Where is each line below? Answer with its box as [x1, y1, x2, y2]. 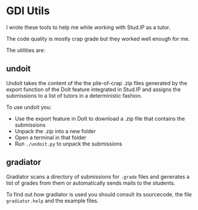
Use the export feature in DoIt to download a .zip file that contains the [14, 115, 186, 122]
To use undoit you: [6, 104, 52, 111]
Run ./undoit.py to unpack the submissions [14, 140, 123, 147]
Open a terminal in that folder [14, 134, 87, 141]
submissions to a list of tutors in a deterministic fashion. [6, 92, 142, 99]
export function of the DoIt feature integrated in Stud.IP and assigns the [6, 86, 181, 93]
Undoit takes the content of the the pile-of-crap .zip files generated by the [6, 79, 188, 86]
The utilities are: [6, 46, 46, 54]
